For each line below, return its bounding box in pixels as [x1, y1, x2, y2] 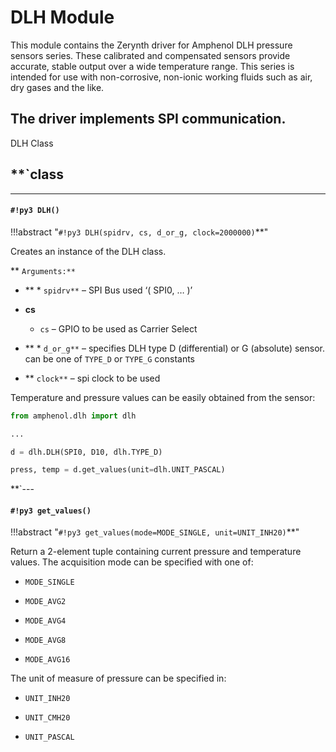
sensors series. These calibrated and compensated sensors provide [10, 49, 291, 61]
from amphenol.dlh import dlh [10, 411, 137, 421]
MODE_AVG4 [24, 616, 67, 626]
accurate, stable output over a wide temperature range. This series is [10, 60, 295, 72]
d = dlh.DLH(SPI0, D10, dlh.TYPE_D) [10, 447, 163, 457]
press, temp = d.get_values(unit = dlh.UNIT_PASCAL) [10, 465, 226, 475]
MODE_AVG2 [24, 597, 67, 607]
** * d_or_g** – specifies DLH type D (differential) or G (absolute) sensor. [24, 342, 325, 354]
